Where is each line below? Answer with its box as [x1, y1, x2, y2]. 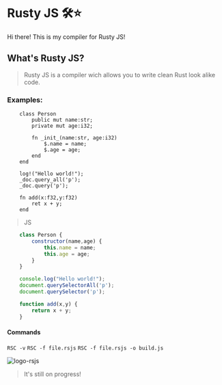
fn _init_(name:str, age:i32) [31, 135, 117, 142]
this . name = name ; [43, 244, 96, 251]
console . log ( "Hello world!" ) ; [19, 276, 106, 282]
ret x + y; [31, 200, 63, 207]
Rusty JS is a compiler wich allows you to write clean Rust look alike [23, 70, 216, 79]
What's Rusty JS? [7, 53, 85, 64]
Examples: [7, 95, 43, 105]
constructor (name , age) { [31, 237, 102, 245]
